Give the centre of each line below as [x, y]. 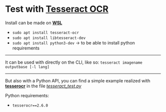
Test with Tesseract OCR [57, 9]
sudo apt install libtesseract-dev [49, 38]
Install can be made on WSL [34, 23]
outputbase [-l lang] [27, 67]
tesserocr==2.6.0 [30, 105]
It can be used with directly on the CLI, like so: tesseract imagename [74, 62]
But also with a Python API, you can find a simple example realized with [78, 80]
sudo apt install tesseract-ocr [45, 33]
